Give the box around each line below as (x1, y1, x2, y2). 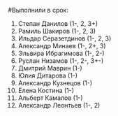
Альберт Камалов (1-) (17, 94, 83, 102)
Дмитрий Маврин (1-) (17, 64, 82, 72)
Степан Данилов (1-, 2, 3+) (17, 20, 98, 27)
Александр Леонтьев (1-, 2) (17, 101, 101, 109)
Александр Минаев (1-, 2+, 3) (17, 42, 107, 50)
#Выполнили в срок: (8, 6, 69, 14)
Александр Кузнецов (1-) (17, 79, 93, 87)
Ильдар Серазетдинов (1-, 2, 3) (17, 34, 112, 43)
